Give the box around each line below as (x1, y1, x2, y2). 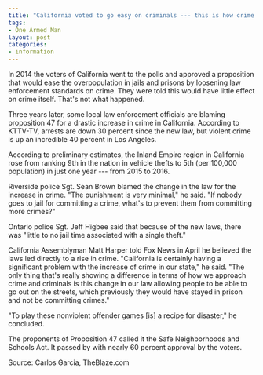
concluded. (8, 319, 45, 328)
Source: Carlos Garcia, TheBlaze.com (8, 358, 130, 367)
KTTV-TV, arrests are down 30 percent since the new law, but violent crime (8, 126, 251, 136)
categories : (8, 41, 47, 49)
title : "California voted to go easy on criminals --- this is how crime (8, 11, 255, 20)
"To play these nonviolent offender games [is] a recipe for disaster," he (8, 311, 237, 320)
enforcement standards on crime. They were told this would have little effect (8, 86, 255, 95)
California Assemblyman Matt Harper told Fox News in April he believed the (8, 246, 252, 255)
